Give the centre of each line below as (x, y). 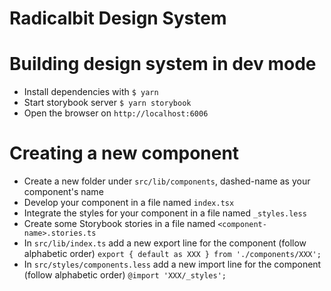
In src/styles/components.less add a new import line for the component (172, 264)
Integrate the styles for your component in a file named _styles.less (165, 213)
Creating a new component (124, 153)
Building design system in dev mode (163, 64)
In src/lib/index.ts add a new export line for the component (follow (165, 243)
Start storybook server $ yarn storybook (107, 103)
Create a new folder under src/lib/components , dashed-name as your (167, 181)
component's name (63, 192)
